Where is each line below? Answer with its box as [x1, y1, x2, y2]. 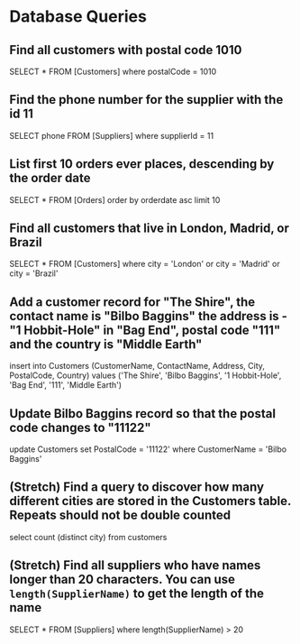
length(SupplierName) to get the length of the [9, 586, 264, 602]
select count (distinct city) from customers [9, 531, 168, 542]
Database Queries [9, 6, 147, 27]
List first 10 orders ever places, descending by [9, 156, 275, 172]
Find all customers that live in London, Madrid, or [9, 221, 290, 236]
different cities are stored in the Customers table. [9, 493, 291, 509]
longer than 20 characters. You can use [9, 572, 236, 587]
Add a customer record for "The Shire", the [9, 294, 256, 309]
